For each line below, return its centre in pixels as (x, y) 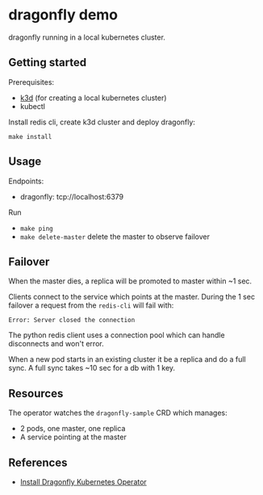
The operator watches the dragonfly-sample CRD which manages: (118, 413)
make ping (37, 229)
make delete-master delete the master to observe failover (115, 237)
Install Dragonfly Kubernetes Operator (83, 482)
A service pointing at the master (73, 437)
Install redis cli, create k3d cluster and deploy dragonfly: (102, 122)
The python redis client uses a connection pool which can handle (117, 335)
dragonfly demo (63, 15)
